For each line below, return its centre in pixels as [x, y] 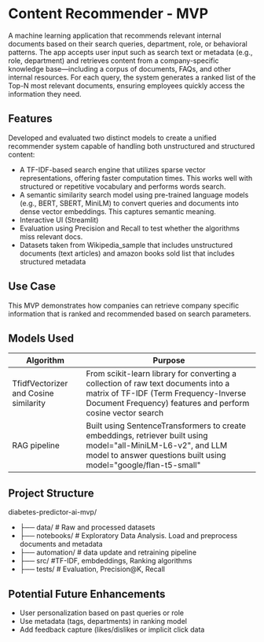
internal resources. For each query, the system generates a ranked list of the [132, 77]
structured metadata [53, 261]
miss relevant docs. [51, 236]
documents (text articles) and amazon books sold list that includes [127, 253]
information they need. [45, 94]
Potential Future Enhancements [87, 594]
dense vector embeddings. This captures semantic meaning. [117, 211]
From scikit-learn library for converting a [161, 374]
